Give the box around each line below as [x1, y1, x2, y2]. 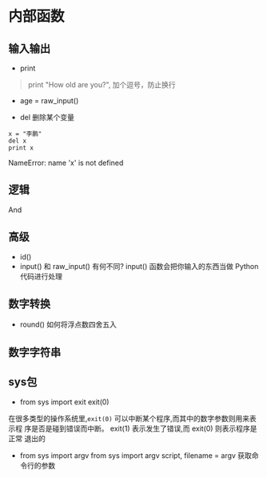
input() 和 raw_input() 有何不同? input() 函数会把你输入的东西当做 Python [19, 261, 259, 271]
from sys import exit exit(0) [19, 397, 110, 407]
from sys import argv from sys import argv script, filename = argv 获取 [19, 450, 252, 460]
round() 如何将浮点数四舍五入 [19, 319, 118, 329]
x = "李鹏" [8, 130, 42, 138]
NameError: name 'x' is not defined [8, 158, 124, 167]
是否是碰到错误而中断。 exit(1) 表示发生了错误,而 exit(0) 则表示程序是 [30, 424, 257, 433]
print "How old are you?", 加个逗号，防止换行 [27, 80, 176, 89]
